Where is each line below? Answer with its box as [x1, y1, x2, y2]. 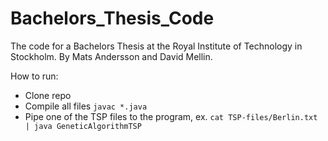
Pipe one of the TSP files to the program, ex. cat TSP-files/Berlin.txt [24, 110, 318, 122]
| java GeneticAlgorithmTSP [24, 121, 142, 131]
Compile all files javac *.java [24, 100, 148, 112]
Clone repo [24, 89, 72, 101]
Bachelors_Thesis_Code [10, 7, 215, 30]
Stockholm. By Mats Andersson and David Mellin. [10, 50, 213, 62]
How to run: [10, 70, 59, 82]
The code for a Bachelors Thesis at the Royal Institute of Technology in [10, 40, 303, 52]
